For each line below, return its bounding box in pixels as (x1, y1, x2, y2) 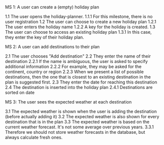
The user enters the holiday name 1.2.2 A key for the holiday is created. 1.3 (5, 24, 156, 30)
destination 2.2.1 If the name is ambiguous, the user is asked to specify (5, 59, 148, 64)
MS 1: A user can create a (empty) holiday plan (5, 4, 99, 10)
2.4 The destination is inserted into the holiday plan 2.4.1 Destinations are (5, 84, 153, 90)
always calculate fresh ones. (5, 134, 63, 140)
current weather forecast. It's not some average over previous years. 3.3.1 (5, 124, 154, 130)
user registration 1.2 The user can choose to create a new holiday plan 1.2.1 (5, 19, 157, 24)
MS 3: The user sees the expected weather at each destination (5, 99, 132, 104)
